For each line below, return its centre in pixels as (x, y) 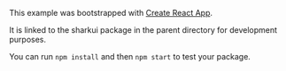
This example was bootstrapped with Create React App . (111, 13)
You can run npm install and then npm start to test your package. (130, 56)
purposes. (28, 39)
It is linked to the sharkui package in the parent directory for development (143, 30)
